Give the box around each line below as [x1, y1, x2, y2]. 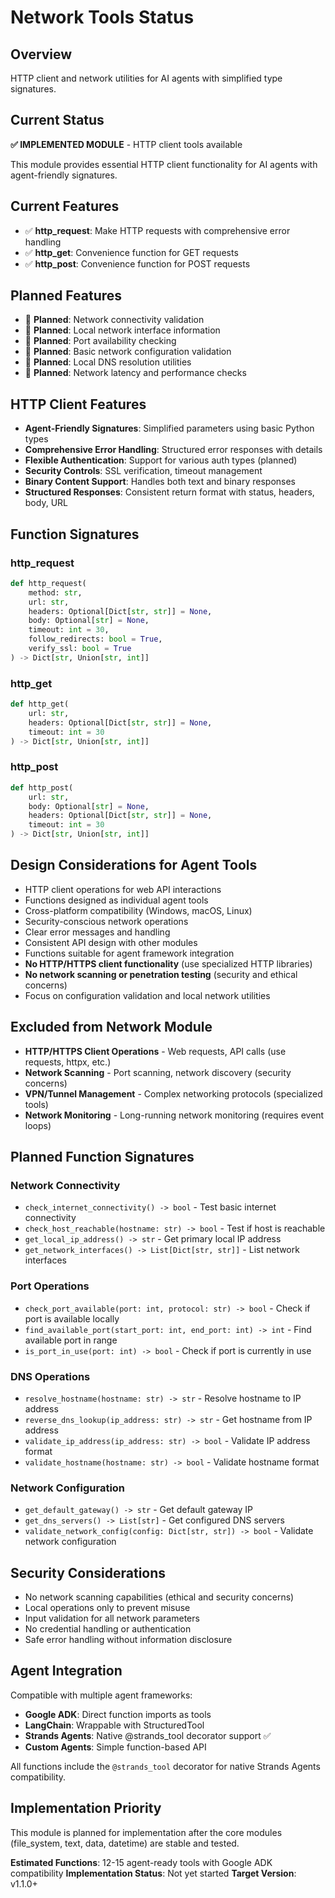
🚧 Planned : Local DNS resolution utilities [24, 356, 192, 368]
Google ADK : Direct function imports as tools [24, 1708, 212, 1720]
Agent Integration [10, 1662, 123, 1680]
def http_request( [10, 578, 87, 588]
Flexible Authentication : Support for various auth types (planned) [24, 454, 298, 466]
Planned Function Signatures [10, 1149, 195, 1166]
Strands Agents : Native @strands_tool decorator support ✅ [24, 1729, 272, 1741]
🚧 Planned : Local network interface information [24, 324, 221, 336]
